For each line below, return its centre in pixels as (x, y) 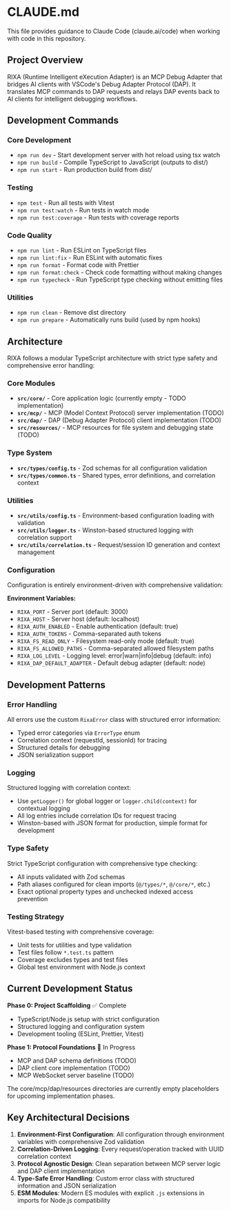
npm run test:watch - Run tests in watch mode (83, 210)
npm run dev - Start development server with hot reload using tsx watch (119, 155)
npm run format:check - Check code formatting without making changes (120, 273)
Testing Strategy (36, 916)
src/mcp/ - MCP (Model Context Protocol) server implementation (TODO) (120, 413)
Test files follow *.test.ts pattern (65, 952)
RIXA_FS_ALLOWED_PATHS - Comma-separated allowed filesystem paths (115, 649)
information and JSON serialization (67, 1185)
